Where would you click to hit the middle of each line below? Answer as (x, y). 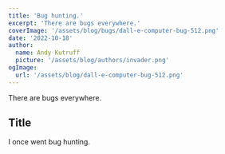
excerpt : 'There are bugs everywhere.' (75, 23)
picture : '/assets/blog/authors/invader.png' (93, 61)
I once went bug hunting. (49, 142)
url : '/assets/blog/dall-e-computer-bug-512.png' (99, 75)
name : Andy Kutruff (48, 53)
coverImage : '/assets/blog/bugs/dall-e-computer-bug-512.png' (114, 30)
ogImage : (23, 68)
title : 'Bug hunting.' (46, 16)
